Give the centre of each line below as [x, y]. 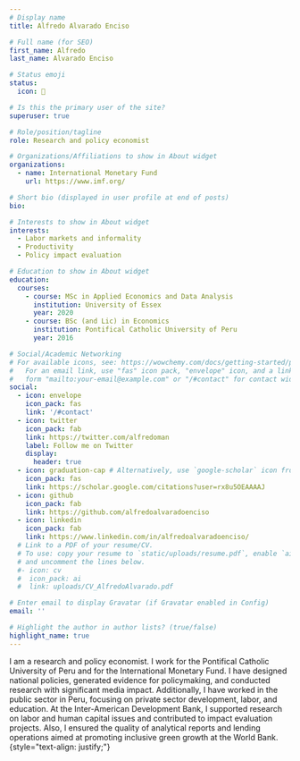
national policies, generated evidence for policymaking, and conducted [140, 680]
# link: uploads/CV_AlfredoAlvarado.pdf [96, 587]
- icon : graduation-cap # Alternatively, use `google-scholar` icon [147, 470]
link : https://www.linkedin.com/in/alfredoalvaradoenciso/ [137, 537]
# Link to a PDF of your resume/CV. [85, 545]
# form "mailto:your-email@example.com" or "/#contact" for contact [143, 379]
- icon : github [46, 495]
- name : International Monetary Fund [87, 173]
